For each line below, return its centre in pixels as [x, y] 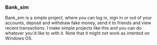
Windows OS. [19, 38]
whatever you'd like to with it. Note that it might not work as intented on [78, 33]
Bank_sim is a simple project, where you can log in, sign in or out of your [78, 18]
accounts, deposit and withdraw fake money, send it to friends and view [78, 23]
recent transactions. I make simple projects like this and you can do [73, 28]
